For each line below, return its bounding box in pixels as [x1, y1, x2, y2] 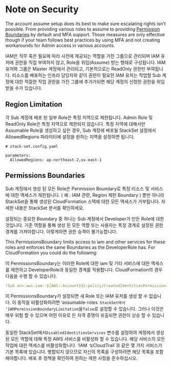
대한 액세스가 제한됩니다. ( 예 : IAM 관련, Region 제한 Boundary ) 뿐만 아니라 [10, 192, 165, 198]
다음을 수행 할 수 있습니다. [5, 273, 57, 279]
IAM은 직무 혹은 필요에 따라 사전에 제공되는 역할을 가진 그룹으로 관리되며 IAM [5, 53, 160, 59]
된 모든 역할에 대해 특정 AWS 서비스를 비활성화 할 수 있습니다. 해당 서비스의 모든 [5, 336, 165, 342]
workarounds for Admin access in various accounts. [5, 42, 115, 48]
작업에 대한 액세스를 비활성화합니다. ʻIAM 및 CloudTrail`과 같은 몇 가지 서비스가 [5, 342, 162, 349]
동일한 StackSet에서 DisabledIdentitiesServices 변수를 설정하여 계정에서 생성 [5, 330, 165, 336]
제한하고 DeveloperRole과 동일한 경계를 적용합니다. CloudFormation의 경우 [10, 267, 163, 273]
